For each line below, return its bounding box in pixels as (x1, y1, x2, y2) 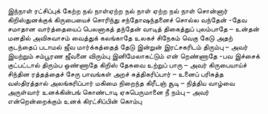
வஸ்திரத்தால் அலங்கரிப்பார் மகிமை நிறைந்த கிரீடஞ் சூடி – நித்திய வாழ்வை (7, 79, 235, 88)
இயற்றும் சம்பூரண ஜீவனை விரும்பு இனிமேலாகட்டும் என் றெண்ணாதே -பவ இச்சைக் (7, 51, 261, 60)
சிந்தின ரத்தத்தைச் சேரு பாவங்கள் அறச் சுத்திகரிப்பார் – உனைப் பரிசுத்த (7, 69, 225, 79)
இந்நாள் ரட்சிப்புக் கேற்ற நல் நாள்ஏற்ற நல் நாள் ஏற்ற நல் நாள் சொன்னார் (7, 6, 229, 15)
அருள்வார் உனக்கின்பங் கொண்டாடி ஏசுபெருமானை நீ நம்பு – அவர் (7, 88, 210, 96)
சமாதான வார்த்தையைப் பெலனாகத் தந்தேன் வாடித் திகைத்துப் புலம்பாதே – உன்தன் (7, 24, 260, 34)
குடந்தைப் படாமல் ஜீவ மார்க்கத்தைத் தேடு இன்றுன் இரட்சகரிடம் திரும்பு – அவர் (7, 43, 249, 51)
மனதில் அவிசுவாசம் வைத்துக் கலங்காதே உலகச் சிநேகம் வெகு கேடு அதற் (7, 33, 233, 43)
